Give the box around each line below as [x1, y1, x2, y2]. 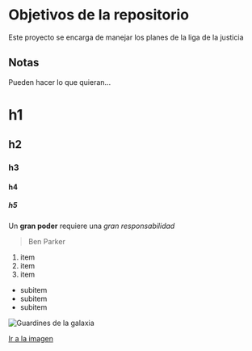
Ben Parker [27, 236, 66, 246]
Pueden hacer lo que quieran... [8, 77, 111, 87]
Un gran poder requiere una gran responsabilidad [8, 221, 175, 230]
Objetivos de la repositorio [8, 6, 190, 24]
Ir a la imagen [8, 333, 54, 343]
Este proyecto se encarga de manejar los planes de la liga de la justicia [8, 32, 244, 42]
